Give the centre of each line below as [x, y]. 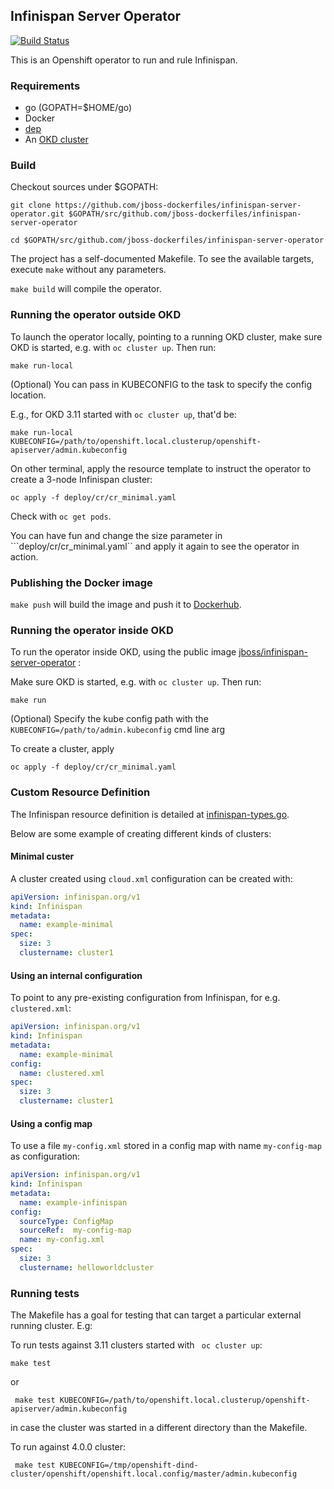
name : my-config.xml [62, 1240]
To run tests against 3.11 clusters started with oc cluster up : [136, 1345]
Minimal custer [42, 856]
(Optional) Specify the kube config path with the [109, 719]
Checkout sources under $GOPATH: [84, 187]
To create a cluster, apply [62, 749]
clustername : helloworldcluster [87, 1267]
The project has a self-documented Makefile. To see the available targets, [162, 259]
